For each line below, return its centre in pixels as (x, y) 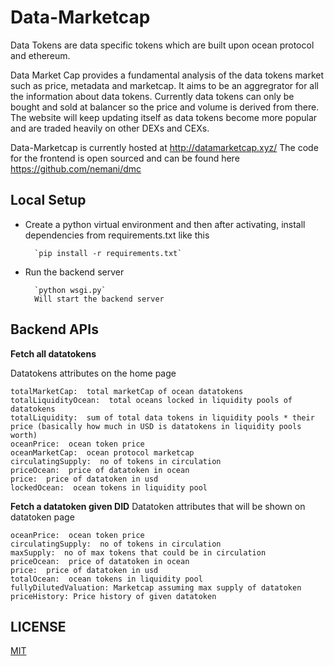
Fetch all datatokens (53, 353)
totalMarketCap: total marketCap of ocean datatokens (127, 391)
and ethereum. (40, 55)
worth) (24, 435)
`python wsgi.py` (70, 290)
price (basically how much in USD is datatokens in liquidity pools (156, 426)
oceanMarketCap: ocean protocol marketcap (102, 452)
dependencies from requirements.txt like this (117, 235)
